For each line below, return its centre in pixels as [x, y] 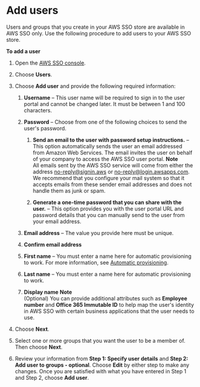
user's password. [45, 128]
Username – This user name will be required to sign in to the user [104, 97]
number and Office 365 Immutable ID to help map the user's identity [109, 304]
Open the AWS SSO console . [50, 63]
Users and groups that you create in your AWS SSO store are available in [96, 27]
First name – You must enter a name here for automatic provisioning [108, 256]
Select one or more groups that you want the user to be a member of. [100, 340]
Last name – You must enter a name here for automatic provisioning [107, 274]
